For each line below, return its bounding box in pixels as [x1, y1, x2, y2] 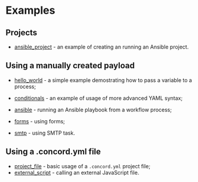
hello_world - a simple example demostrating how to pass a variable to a [14, 76, 192, 84]
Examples [5, 4, 55, 17]
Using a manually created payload [5, 60, 135, 71]
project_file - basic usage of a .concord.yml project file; [14, 162, 150, 169]
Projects [5, 28, 38, 38]
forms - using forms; [14, 117, 65, 125]
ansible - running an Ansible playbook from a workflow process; [14, 106, 172, 113]
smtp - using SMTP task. [14, 129, 75, 136]
